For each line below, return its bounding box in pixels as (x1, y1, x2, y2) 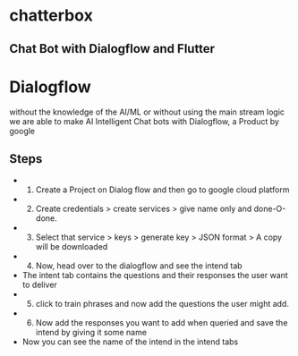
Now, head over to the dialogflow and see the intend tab (35, 260, 243, 271)
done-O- (253, 203, 286, 215)
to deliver (21, 279, 58, 291)
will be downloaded (35, 242, 108, 252)
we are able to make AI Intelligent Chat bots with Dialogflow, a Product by (9, 115, 280, 126)
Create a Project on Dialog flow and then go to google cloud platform (35, 184, 290, 195)
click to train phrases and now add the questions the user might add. (35, 299, 289, 309)
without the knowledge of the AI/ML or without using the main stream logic (9, 106, 285, 117)
